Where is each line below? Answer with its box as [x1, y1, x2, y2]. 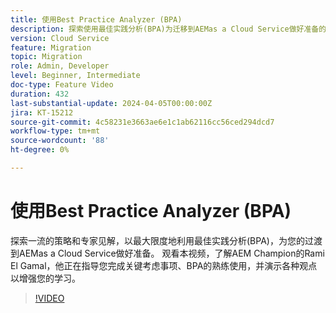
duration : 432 [10, 89, 70, 99]
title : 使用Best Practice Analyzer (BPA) [10, 14, 183, 25]
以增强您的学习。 [10, 272, 81, 284]
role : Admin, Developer [10, 61, 110, 71]
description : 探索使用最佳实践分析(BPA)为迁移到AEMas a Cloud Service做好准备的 [10, 24, 327, 34]
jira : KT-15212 [10, 107, 74, 118]
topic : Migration [10, 52, 83, 62]
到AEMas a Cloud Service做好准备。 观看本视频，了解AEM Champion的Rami [10, 247, 325, 259]
